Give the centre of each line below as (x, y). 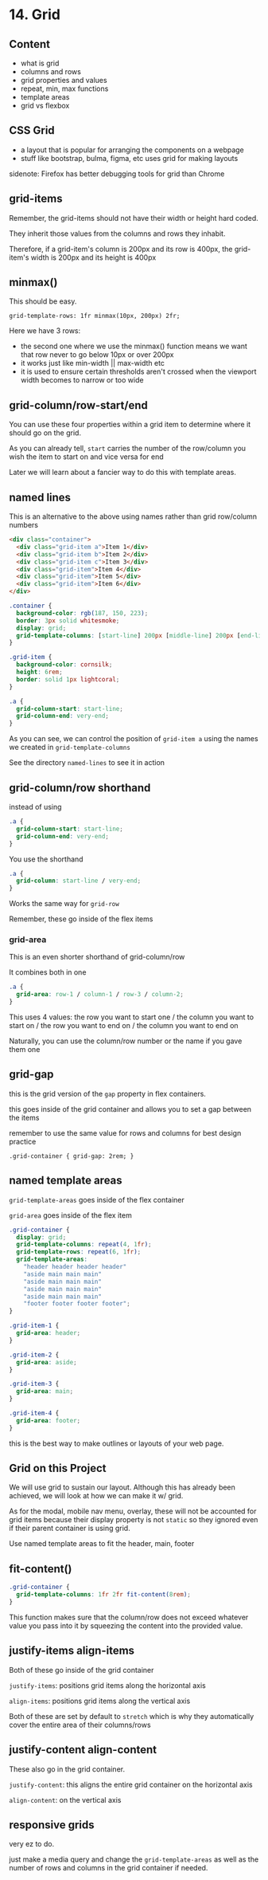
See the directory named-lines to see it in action (87, 763)
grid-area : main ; (45, 1391)
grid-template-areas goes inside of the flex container (97, 1199)
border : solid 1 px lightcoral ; (68, 679)
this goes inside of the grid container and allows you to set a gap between (130, 1109)
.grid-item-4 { (34, 1413)
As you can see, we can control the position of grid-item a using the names (134, 739)
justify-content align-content (83, 1750)
